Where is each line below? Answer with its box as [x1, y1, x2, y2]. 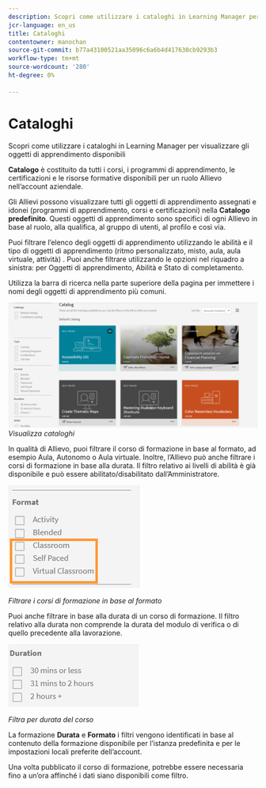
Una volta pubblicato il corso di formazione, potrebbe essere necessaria [8, 762, 244, 771]
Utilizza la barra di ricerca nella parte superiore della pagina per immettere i [8, 278, 255, 287]
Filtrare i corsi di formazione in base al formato [8, 596, 162, 605]
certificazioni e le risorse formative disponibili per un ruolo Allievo [8, 173, 222, 182]
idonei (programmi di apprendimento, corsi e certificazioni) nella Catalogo [8, 205, 251, 215]
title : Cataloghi [8, 29, 66, 37]
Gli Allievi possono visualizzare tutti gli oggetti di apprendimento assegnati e [8, 196, 257, 206]
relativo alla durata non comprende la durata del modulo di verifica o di [8, 619, 239, 629]
